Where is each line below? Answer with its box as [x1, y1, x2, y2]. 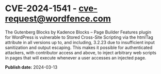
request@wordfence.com [5, 13, 111, 24]
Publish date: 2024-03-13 [5, 64, 58, 70]
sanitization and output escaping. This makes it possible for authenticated [5, 44, 153, 50]
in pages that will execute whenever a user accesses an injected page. [5, 55, 146, 60]
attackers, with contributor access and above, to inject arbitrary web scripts [5, 49, 157, 56]
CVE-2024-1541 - [5, 3, 77, 14]
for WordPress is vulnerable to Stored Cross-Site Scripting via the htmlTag [5, 34, 154, 40]
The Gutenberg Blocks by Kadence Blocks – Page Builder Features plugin [5, 29, 152, 35]
